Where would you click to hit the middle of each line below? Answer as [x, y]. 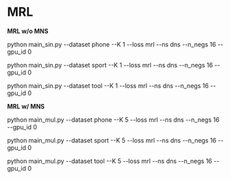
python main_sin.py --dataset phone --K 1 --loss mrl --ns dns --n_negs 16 [112, 44]
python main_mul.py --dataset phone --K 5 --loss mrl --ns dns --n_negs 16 [113, 119]
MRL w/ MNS [26, 106]
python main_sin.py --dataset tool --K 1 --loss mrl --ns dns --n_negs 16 [108, 85]
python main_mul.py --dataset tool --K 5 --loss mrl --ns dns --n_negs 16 [110, 161]
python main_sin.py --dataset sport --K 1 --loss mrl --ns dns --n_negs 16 [110, 65]
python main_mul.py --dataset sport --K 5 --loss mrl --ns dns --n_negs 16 [112, 140]
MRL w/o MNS [28, 31]
